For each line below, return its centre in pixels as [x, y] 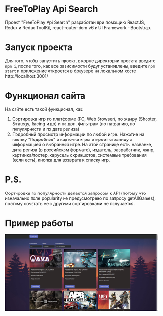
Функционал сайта [45, 96]
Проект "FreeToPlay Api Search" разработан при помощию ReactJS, [75, 22]
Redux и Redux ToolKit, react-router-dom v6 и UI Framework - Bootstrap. [78, 27]
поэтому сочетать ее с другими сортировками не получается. [70, 203]
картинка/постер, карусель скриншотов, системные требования [79, 155]
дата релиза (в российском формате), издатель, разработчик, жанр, [83, 150]
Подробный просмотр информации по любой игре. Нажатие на [78, 134]
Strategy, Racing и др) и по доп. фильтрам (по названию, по [73, 124]
